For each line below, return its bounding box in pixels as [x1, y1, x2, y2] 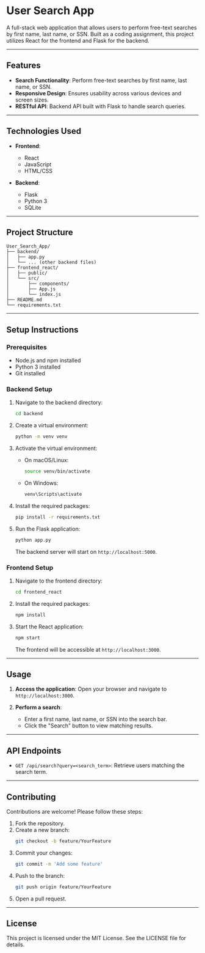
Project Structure [6, 227, 73, 237]
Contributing [6, 792, 56, 802]
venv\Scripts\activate [24, 491, 82, 497]
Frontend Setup [6, 563, 54, 572]
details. [6, 941, 25, 948]
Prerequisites [6, 343, 47, 351]
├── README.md [6, 297, 43, 303]
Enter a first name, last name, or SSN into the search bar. [24, 716, 168, 723]
